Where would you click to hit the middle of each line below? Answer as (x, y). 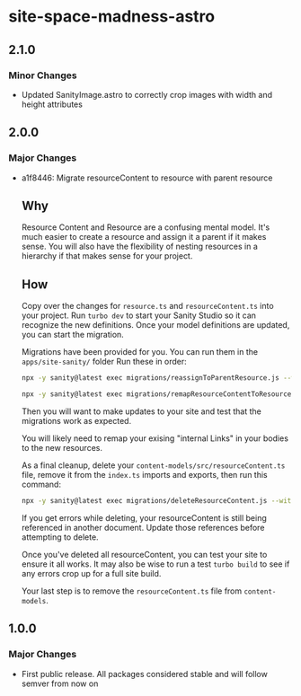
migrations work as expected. (76, 420)
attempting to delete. (60, 537)
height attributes (52, 104)
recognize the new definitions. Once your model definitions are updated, (155, 325)
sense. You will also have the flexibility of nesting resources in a (139, 247)
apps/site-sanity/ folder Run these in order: (104, 362)
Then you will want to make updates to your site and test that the (141, 411)
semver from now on (60, 683)
